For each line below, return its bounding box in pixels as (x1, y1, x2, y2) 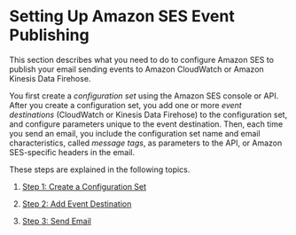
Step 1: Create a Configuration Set (21, 181, 147, 192)
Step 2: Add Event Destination (21, 198, 132, 209)
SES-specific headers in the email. (9, 146, 136, 157)
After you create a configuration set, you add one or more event (9, 99, 242, 110)
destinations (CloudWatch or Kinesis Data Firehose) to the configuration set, (9, 109, 288, 120)
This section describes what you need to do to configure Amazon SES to (9, 54, 275, 65)
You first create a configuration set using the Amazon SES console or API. (9, 90, 279, 101)
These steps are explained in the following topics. (9, 164, 191, 175)
